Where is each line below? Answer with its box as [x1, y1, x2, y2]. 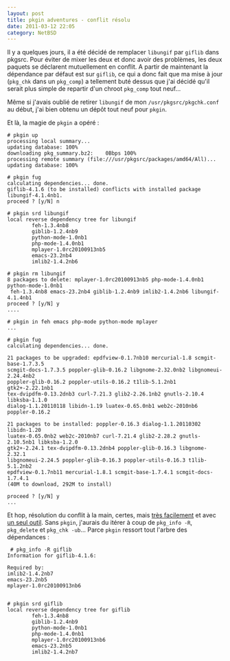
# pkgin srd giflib [7, 600, 63, 607]
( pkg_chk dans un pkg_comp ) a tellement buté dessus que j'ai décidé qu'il [7, 77, 210, 86]
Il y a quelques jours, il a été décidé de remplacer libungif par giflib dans [7, 48, 220, 56]
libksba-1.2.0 [37, 439, 78, 446]
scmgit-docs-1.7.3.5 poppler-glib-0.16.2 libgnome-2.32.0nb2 [7, 367, 186, 373]
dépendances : [7, 533, 49, 541]
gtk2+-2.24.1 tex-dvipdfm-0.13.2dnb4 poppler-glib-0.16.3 [7, 445, 176, 452]
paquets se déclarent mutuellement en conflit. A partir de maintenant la [7, 63, 209, 71]
